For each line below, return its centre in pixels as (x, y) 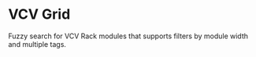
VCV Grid (39, 14)
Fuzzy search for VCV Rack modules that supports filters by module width (128, 36)
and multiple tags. (37, 44)
